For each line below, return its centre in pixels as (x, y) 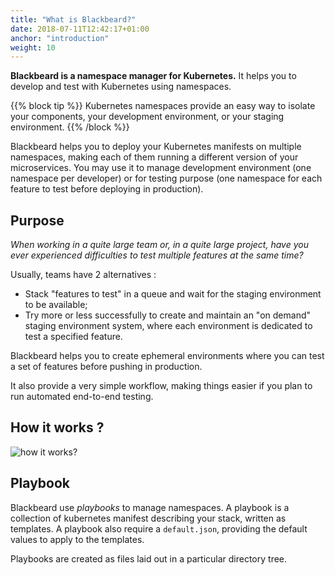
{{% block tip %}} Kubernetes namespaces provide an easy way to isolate (163, 106)
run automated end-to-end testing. (82, 397)
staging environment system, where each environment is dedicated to (168, 326)
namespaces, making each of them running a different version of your (154, 157)
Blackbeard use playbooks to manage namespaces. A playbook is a (150, 507)
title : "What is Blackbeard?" (73, 19)
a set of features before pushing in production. (106, 367)
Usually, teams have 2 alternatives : (83, 275)
